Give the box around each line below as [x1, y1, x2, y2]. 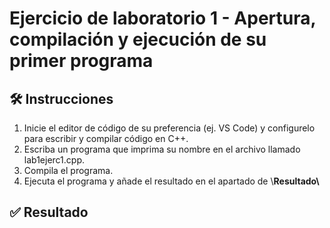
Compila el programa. [23, 165, 114, 176]
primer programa [9, 50, 154, 72]
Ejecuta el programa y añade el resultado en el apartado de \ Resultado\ [23, 175, 320, 187]
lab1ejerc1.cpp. [23, 154, 86, 166]
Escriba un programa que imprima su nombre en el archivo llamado [23, 143, 301, 155]
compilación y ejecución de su [9, 28, 267, 51]
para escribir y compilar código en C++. [23, 133, 189, 144]
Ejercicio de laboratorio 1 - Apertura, [9, 7, 316, 30]
